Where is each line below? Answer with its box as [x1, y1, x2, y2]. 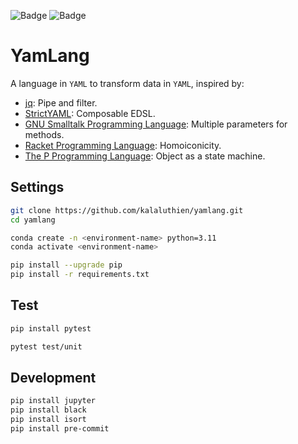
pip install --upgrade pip [10, 260, 123, 270]
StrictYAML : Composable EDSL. [24, 107, 156, 119]
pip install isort [10, 415, 87, 425]
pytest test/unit [10, 341, 83, 352]
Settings [10, 179, 65, 196]
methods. [24, 128, 65, 140]
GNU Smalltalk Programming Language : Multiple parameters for [24, 118, 288, 130]
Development [10, 369, 97, 386]
